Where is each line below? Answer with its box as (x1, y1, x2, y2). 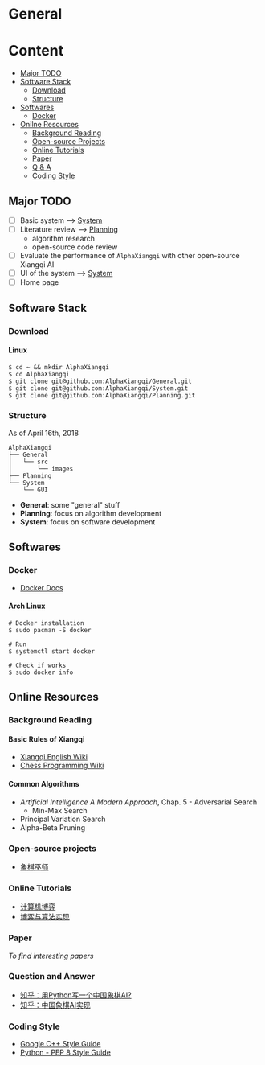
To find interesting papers (8, 951, 94, 960)
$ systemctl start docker (8, 647, 95, 656)
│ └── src (8, 458, 48, 467)
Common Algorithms (8, 779, 79, 789)
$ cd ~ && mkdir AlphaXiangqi (8, 363, 110, 371)
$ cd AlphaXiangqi (8, 370, 70, 378)
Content (8, 42, 64, 60)
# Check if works (8, 661, 67, 669)
